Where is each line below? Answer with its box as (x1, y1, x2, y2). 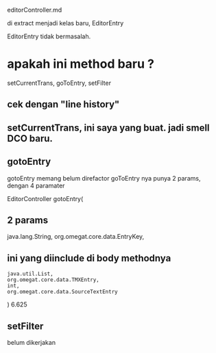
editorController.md (7, 6, 62, 14)
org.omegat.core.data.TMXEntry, (7, 276, 99, 283)
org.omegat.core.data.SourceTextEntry (7, 289, 118, 296)
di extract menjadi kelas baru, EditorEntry (7, 19, 124, 27)
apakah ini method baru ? (7, 56, 154, 72)
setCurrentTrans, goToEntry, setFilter (7, 79, 112, 87)
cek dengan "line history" (7, 99, 120, 110)
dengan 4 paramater (7, 181, 65, 189)
